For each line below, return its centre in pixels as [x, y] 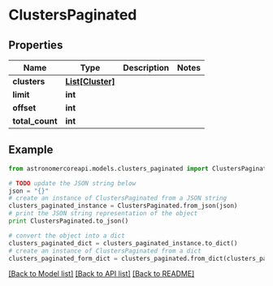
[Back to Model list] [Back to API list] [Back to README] [102, 274]
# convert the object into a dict [67, 236]
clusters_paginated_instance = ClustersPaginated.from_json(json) [123, 206]
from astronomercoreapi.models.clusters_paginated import [108, 168]
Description [146, 68]
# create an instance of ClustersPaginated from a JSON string [118, 198]
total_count [35, 121]
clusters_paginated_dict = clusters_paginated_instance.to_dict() [123, 243]
